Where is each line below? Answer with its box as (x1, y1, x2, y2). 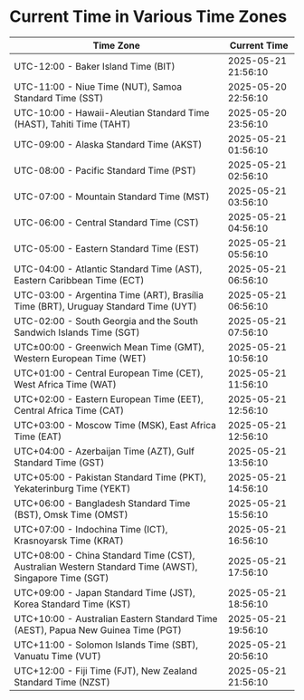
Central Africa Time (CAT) (14, 404, 125, 417)
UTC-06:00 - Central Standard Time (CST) (14, 216, 199, 228)
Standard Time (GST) (14, 455, 105, 468)
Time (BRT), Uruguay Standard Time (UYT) (14, 300, 197, 312)
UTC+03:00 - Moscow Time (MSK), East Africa (14, 418, 217, 431)
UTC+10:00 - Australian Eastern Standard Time (14, 612, 218, 625)
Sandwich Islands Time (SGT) (14, 326, 140, 339)
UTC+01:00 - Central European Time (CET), (14, 367, 204, 379)
